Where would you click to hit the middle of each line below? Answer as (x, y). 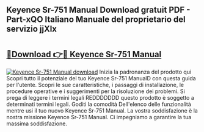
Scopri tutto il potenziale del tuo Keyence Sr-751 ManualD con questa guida (101, 78)
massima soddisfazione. (37, 123)
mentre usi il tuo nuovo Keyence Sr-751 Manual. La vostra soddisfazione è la (102, 111)
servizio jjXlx (31, 29)
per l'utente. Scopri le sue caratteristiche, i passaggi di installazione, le (95, 85)
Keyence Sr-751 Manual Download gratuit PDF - (98, 10)
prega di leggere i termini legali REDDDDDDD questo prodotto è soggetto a (100, 98)
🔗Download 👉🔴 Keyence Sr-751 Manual (84, 54)
